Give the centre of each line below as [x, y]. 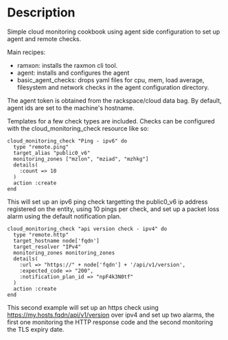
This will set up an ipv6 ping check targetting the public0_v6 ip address [107, 202]
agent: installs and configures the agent [73, 73]
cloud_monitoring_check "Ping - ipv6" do [67, 141]
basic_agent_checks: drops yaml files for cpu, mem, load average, [111, 80]
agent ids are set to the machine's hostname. [71, 108]
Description [41, 13]
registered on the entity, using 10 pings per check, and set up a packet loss [113, 209]
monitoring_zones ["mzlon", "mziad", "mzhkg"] [81, 159]
